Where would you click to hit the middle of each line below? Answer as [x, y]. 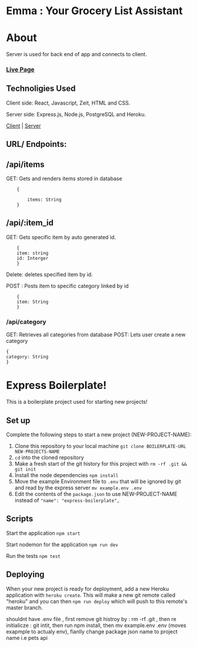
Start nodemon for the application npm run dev [62, 544]
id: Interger [33, 258]
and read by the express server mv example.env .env [78, 488]
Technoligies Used [41, 89]
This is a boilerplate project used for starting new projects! [77, 402]
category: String [27, 357]
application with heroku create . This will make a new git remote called [91, 595]
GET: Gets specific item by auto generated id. [61, 237]
